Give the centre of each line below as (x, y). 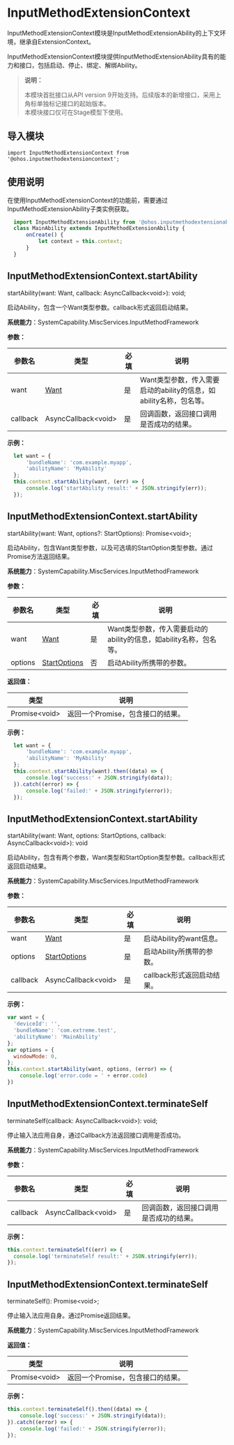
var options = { (31, 1050)
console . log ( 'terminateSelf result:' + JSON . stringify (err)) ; (106, 1256)
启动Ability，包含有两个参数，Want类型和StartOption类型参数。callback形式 (116, 858)
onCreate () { (45, 235)
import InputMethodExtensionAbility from (75, 222)
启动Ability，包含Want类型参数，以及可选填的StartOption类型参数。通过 (110, 548)
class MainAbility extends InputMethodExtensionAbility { (100, 229)
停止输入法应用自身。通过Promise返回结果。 (71, 1315)
